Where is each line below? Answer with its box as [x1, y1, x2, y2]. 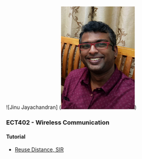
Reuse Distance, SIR [14, 146, 64, 153]
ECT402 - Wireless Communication [6, 118, 110, 127]
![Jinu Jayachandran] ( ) [6, 104, 137, 111]
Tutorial [6, 133, 26, 140]
